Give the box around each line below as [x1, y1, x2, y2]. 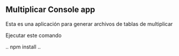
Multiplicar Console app [5, 5, 95, 15]
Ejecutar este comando [5, 32, 62, 39]
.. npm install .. [5, 43, 41, 50]
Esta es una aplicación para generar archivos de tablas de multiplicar [5, 20, 173, 27]
